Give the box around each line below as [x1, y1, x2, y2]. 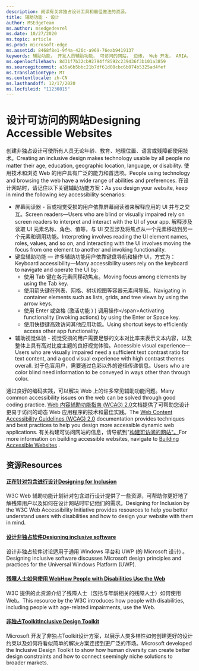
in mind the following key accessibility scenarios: [6, 191, 126, 198]
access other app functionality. [23, 327, 100, 334]
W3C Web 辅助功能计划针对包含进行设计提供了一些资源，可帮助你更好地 [6, 492, 184, 500]
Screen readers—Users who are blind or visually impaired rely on [25, 211, 185, 218]
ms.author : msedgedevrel [6, 25, 68, 32]
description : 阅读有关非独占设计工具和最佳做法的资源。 [6, 8, 129, 15]
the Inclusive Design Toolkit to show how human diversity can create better [6, 647, 190, 654]
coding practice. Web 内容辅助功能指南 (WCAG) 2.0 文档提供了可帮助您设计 [6, 401, 190, 408]
